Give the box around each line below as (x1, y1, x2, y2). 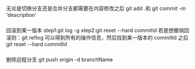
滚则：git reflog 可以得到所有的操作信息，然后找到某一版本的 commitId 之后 (6, 34, 189, 41)
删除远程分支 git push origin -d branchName (6, 56, 113, 63)
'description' (6, 11, 37, 18)
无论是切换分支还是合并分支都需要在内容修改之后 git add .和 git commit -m (6, 5, 186, 12)
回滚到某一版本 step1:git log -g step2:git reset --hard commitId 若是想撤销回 (6, 26, 190, 33)
